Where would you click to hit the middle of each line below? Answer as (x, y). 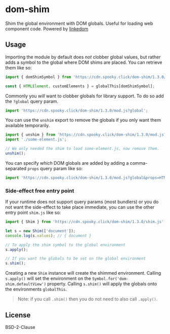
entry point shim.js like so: (33, 213)
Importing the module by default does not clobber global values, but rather (83, 57)
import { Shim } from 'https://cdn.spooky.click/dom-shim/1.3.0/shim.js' (85, 222)
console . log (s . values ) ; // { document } (49, 236)
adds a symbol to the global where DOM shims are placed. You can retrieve (84, 62)
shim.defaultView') (26, 284)
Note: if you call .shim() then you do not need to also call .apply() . (88, 299)
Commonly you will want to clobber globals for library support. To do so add (85, 96)
